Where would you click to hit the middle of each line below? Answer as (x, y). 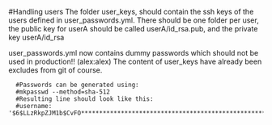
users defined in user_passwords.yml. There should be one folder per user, (134, 20)
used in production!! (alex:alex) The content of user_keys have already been (135, 61)
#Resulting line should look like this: (85, 99)
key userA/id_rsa (36, 37)
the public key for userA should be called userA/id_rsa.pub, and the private (133, 29)
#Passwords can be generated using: (77, 85)
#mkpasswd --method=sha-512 (63, 92)
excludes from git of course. (55, 70)
